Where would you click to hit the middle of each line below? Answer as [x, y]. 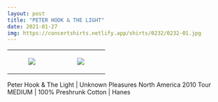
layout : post [26, 14]
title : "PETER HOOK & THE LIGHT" [56, 20]
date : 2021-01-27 [32, 26]
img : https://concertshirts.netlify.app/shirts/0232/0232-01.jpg [104, 33]
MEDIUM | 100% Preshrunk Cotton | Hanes [69, 92]
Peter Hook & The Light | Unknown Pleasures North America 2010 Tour [109, 85]
